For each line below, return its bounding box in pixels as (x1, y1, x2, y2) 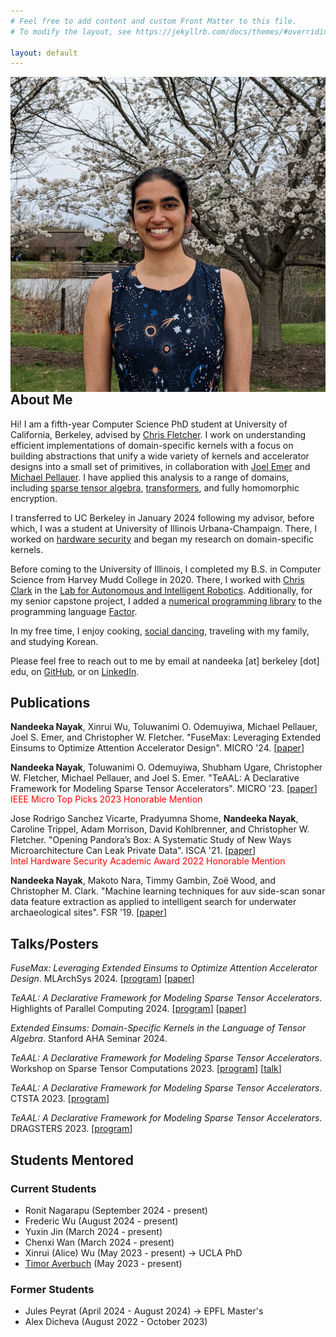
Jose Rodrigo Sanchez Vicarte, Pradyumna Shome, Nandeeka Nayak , (10, 813, 299, 825)
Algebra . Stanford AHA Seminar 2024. (10, 1033, 168, 1045)
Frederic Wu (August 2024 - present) (24, 1215, 179, 1227)
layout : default (10, 48, 78, 58)
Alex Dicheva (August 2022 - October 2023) (24, 1316, 208, 1328)
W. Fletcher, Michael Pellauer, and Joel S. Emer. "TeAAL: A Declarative (10, 772, 300, 784)
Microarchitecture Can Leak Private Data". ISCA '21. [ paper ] (10, 845, 257, 857)
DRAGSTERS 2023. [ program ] (10, 1123, 133, 1135)
